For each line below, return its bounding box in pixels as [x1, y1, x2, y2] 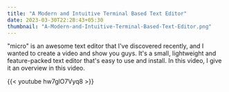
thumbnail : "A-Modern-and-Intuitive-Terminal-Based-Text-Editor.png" [7, 23, 212, 30]
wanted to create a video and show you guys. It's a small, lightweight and [7, 49, 217, 57]
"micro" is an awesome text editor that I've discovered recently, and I [7, 42, 204, 50]
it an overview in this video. [7, 64, 85, 73]
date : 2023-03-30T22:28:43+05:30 [7, 17, 104, 24]
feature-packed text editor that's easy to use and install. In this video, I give [7, 57, 222, 65]
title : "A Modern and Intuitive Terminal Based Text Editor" [7, 10, 187, 17]
